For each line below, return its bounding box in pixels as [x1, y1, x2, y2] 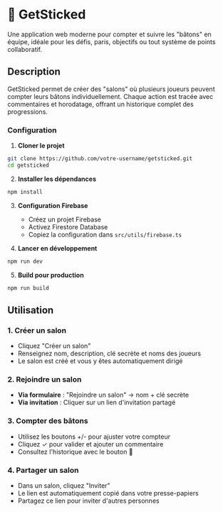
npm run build [7, 284, 50, 291]
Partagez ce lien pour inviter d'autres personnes [17, 496, 160, 505]
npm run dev [7, 258, 43, 265]
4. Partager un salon [7, 465, 79, 475]
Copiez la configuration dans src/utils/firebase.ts [28, 230, 182, 239]
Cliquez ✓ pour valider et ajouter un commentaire [17, 439, 164, 448]
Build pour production [17, 271, 84, 279]
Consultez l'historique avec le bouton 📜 [17, 447, 133, 456]
